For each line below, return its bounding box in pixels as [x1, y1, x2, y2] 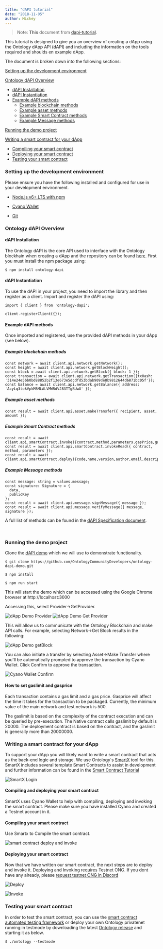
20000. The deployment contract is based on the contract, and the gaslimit [5, 723, 155, 729]
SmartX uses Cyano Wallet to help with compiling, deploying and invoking [5, 799, 152, 804]
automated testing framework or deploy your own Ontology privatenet [5, 919, 145, 925]
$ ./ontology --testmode [5, 939, 55, 944]
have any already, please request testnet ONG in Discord [5, 872, 119, 878]
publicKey [9, 492, 29, 497]
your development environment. [5, 184, 69, 190]
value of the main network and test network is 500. [5, 703, 107, 709]
